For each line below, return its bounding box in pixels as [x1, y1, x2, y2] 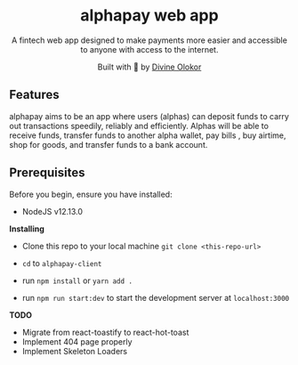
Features [9, 87, 60, 102]
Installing [9, 223, 44, 234]
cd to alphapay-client [21, 257, 102, 268]
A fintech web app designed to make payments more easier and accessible [12, 35, 287, 45]
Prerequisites [9, 166, 85, 181]
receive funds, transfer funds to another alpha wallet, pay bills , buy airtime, [9, 130, 286, 141]
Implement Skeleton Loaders [21, 345, 127, 356]
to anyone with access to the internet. [80, 44, 219, 54]
